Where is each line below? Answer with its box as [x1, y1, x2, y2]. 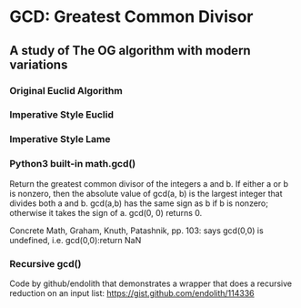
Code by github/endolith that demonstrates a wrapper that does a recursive [9, 278, 293, 289]
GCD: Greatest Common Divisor [9, 6, 254, 27]
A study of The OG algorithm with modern [9, 43, 252, 58]
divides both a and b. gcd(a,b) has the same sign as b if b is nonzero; [9, 198, 268, 209]
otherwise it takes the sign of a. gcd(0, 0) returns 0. [9, 207, 203, 218]
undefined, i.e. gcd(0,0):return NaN [9, 234, 142, 245]
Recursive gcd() [9, 257, 82, 270]
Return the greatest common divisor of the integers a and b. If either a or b [9, 178, 289, 189]
